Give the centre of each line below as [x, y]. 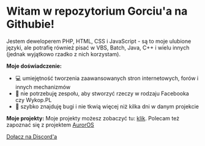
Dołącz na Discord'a [32, 136]
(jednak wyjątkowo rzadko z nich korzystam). [64, 54]
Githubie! [31, 24]
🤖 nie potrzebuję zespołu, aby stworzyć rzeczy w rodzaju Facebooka [102, 93]
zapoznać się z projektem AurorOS [50, 125]
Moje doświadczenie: [34, 66]
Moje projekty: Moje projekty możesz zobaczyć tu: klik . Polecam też [93, 118]
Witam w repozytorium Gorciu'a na [97, 11]
